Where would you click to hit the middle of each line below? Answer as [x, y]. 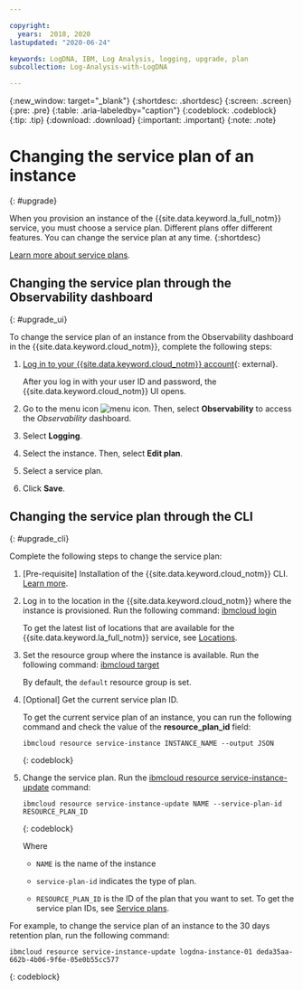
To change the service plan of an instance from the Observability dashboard [151, 336]
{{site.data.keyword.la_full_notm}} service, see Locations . [130, 637]
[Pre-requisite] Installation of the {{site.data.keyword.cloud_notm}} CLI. [155, 573]
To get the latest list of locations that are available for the [128, 627]
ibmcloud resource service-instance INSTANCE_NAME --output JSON [148, 743]
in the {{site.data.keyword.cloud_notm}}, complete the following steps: [141, 346]
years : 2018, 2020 [54, 34]
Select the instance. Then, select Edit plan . [103, 453]
